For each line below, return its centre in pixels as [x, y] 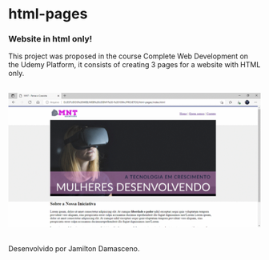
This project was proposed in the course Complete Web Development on [128, 56]
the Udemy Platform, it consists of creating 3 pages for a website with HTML [134, 65]
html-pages [48, 14]
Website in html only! [50, 39]
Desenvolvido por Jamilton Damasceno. [74, 249]
